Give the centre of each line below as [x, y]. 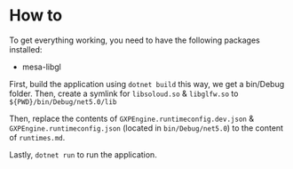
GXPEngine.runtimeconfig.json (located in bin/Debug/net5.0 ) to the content [146, 128]
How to [36, 16]
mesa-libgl [42, 67]
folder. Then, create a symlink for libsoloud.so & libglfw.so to [124, 93]
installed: [26, 49]
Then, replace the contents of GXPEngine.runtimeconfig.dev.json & [132, 118]
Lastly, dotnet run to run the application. [83, 154]
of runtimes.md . [37, 137]
